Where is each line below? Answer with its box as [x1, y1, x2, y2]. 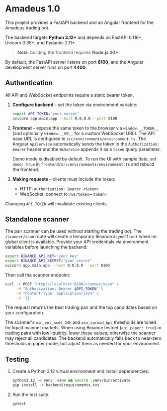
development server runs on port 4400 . [5, 64, 87, 70]
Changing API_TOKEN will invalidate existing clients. [5, 200, 108, 207]
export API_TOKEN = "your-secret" [12, 111, 80, 116]
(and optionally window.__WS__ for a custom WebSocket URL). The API [12, 130, 155, 136]
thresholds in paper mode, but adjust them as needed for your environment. [5, 341, 161, 347]
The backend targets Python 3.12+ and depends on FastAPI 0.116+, [5, 34, 143, 40]
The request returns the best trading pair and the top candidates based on [5, 304, 158, 310]
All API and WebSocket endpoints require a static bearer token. [5, 92, 134, 98]
